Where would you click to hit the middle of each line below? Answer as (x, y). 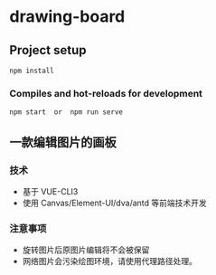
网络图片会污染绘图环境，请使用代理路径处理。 (109, 261)
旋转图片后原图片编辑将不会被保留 (86, 250)
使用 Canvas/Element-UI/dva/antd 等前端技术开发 (115, 203)
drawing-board (67, 17)
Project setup (48, 50)
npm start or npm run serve (66, 112)
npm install (32, 71)
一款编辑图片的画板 (63, 142)
